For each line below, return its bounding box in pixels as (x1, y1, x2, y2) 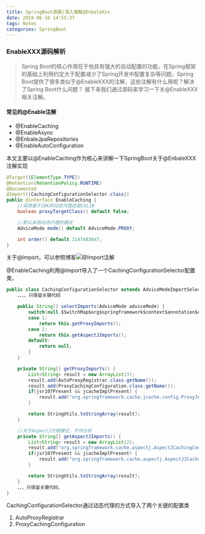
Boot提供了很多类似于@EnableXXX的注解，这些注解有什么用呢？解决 (21, 78, 195, 85)
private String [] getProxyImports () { (17, 366, 116, 372)
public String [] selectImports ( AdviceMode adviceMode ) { (17, 304, 165, 310)
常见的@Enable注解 (6, 108, 57, 116)
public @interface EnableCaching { (6, 197, 97, 203)
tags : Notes (6, 20, 37, 26)
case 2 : (28, 326, 48, 333)
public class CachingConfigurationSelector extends (6, 287, 140, 293)
